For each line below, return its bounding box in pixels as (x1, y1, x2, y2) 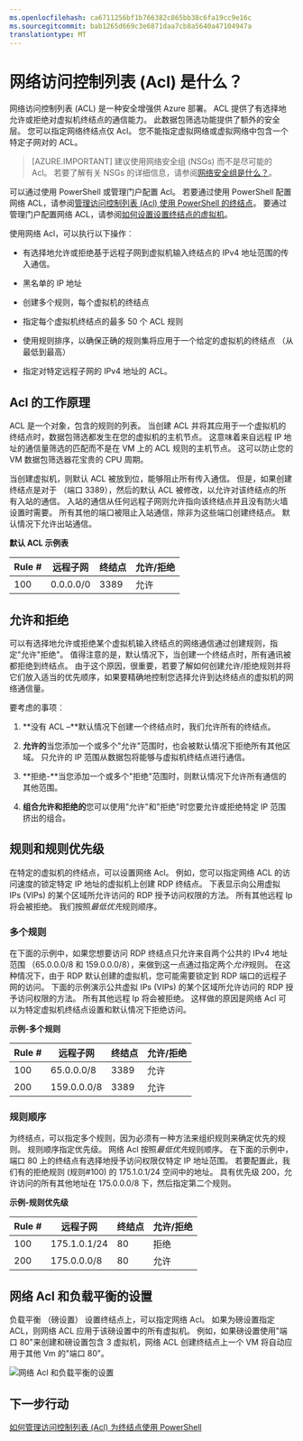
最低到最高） (22, 346, 70, 357)
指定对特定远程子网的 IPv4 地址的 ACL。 (22, 366, 173, 377)
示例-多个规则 (9, 1023, 61, 1034)
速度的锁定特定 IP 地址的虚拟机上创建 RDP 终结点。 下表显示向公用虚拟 (16, 878, 281, 889)
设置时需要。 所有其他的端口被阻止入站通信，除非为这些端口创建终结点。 (9, 507, 280, 519)
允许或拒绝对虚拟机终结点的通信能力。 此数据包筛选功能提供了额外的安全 (9, 115, 280, 125)
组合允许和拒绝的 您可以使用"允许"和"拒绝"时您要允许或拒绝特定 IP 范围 (22, 801, 287, 812)
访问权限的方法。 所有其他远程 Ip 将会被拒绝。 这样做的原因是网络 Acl (16, 993, 277, 1004)
